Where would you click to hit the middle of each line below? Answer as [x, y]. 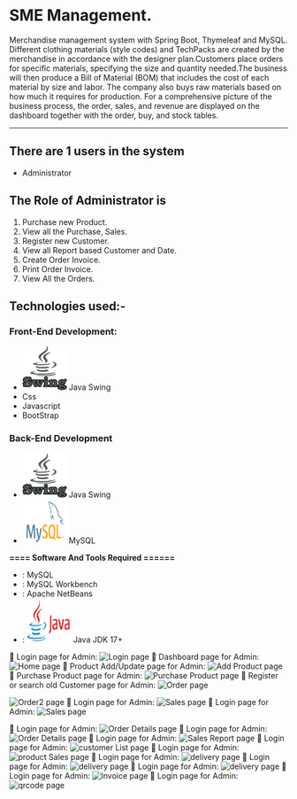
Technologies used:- [68, 306]
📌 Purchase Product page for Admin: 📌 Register [144, 675]
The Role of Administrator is [88, 201]
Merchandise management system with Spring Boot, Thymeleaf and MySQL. [148, 40]
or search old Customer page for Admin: [83, 685]
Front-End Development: [63, 331]
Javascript [41, 406]
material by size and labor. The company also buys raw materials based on [145, 87]
